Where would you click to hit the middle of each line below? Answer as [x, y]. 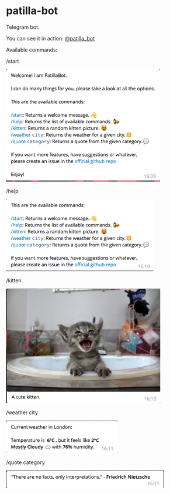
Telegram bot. [23, 27]
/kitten [14, 280]
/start [13, 61]
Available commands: [32, 50]
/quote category [25, 462]
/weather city [22, 412]
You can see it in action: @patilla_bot [50, 38]
